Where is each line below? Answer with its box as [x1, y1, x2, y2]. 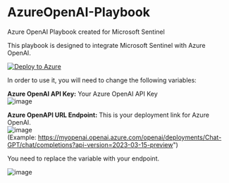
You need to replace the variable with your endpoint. [7, 154, 160, 163]
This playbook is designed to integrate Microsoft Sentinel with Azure [7, 41, 206, 49]
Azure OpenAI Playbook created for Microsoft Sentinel [7, 27, 166, 36]
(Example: [7, 133, 37, 141]
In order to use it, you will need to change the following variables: [7, 75, 197, 84]
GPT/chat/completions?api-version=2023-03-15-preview [7, 140, 173, 149]
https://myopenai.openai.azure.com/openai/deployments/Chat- [37, 133, 222, 141]
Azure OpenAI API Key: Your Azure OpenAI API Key [7, 89, 159, 98]
